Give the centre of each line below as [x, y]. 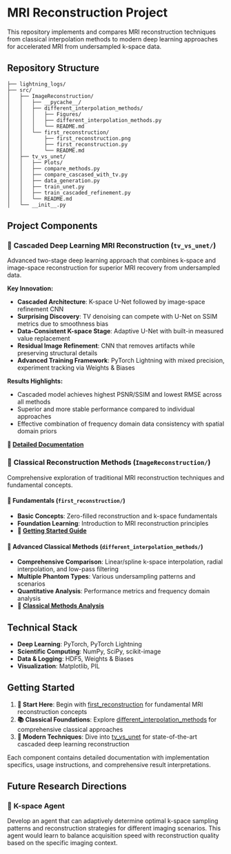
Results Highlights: [35, 381]
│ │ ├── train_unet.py [46, 187]
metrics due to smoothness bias [63, 324]
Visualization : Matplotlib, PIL [58, 666]
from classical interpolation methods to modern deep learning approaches [113, 39]
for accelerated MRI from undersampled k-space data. [84, 46]
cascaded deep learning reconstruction [73, 744]
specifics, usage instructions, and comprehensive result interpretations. [109, 764]
